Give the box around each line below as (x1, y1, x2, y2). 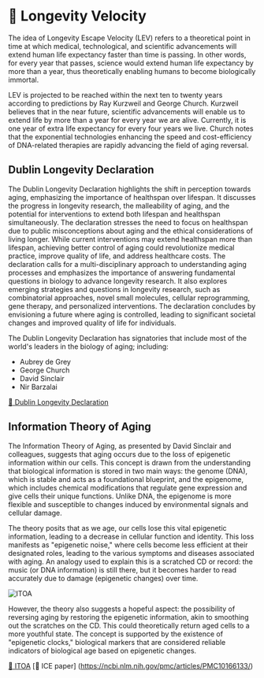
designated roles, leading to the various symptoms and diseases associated (8, 548, 255, 558)
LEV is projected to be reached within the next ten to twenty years (8, 90, 223, 99)
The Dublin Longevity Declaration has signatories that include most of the (8, 333, 247, 343)
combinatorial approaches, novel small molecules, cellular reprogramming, (8, 293, 251, 302)
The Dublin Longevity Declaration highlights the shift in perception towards (8, 184, 251, 194)
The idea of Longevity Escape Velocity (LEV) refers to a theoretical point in (8, 33, 251, 43)
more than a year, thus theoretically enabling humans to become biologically (8, 66, 256, 76)
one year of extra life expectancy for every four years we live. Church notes (8, 124, 254, 133)
